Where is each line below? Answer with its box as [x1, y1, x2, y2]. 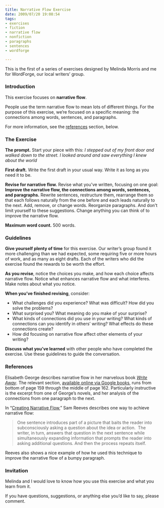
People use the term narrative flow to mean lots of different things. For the [5, 104, 154, 110]
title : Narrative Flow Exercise [5, 7, 71, 12]
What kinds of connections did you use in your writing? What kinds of [12, 316, 152, 322]
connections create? [12, 326, 54, 332]
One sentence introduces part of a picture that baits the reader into [17, 419, 152, 425]
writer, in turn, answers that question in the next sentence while [17, 430, 145, 436]
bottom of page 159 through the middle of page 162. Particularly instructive [5, 385, 156, 391]
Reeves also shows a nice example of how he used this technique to [5, 450, 143, 456]
